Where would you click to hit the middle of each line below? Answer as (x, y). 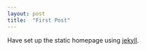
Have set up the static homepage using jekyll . (73, 40)
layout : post (26, 14)
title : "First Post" (39, 20)
